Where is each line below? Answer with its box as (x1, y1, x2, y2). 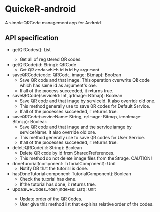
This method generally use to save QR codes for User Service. (19, 134, 145, 140)
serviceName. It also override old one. (19, 129, 97, 135)
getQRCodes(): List (12, 47, 51, 52)
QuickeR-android (5, 3, 76, 15)
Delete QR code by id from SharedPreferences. (19, 150, 114, 156)
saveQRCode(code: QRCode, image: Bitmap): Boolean (12, 72, 121, 78)
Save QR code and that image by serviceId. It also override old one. (19, 98, 156, 104)
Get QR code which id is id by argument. (19, 67, 101, 72)
